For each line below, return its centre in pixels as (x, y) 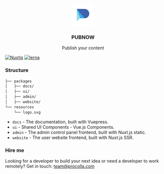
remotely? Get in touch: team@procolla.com (50, 166)
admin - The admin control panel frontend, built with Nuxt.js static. (79, 132)
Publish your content (83, 48)
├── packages (19, 81)
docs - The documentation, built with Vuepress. (60, 122)
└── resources (20, 107)
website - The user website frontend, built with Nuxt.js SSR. (73, 138)
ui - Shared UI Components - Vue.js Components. (63, 127)
